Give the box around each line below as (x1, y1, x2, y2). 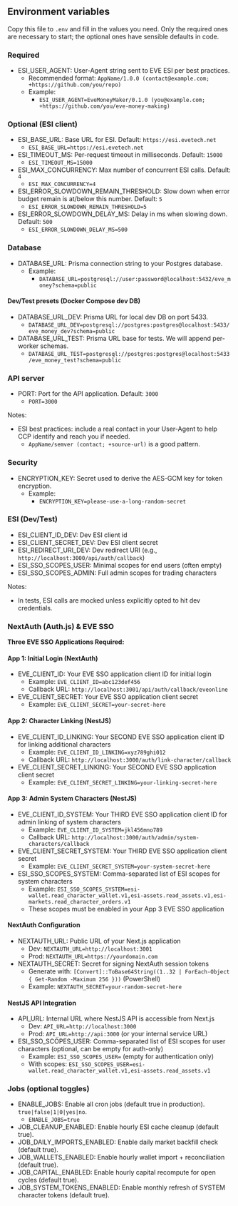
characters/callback (28, 840, 90, 847)
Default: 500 (17, 218, 53, 226)
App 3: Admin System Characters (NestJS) (7, 794, 138, 803)
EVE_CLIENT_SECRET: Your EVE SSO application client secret (17, 693, 198, 701)
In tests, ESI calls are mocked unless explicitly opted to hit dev (17, 596, 201, 605)
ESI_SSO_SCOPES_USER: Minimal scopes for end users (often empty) (17, 561, 222, 569)
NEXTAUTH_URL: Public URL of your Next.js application (17, 936, 181, 945)
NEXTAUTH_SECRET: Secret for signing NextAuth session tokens (17, 959, 209, 968)
